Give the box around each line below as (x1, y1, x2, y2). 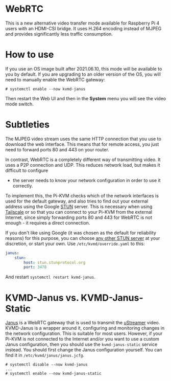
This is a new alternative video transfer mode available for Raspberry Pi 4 (5, 20, 160, 26)
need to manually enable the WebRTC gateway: (5, 76, 105, 82)
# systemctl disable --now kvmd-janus (5, 362, 88, 367)
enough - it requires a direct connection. (5, 219, 90, 226)
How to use (5, 49, 54, 60)
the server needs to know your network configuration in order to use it (12, 177, 161, 183)
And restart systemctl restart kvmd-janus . (5, 274, 96, 280)
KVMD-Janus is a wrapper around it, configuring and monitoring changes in (5, 325, 165, 331)
